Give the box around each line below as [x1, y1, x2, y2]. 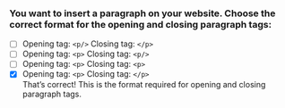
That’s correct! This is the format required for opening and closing [22, 79, 266, 89]
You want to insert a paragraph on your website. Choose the [9, 7, 276, 20]
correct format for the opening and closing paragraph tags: [9, 18, 272, 30]
